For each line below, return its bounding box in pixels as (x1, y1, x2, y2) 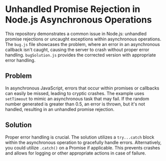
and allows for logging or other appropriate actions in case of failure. (5, 150, 146, 156)
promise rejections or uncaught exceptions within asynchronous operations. (5, 36, 162, 42)
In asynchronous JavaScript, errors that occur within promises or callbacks (5, 85, 160, 91)
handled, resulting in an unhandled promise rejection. (5, 106, 115, 112)
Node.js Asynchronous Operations (5, 14, 152, 25)
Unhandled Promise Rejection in (5, 3, 141, 15)
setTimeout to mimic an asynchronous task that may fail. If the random (5, 95, 150, 101)
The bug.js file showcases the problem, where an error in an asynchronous (5, 41, 161, 47)
